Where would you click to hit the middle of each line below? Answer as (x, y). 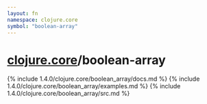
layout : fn (23, 13)
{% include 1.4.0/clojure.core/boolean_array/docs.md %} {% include (103, 79)
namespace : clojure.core (42, 20)
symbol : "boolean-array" (42, 26)
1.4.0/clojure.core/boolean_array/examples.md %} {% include (94, 86)
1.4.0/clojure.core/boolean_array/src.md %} (69, 94)
